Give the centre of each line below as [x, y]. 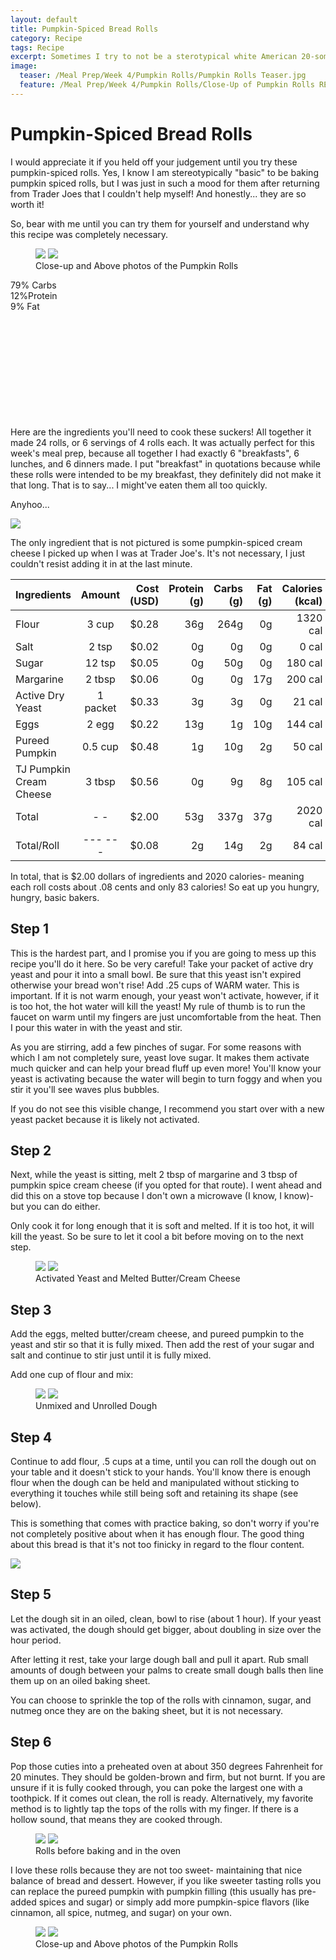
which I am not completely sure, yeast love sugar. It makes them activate [160, 1057]
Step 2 [31, 1150]
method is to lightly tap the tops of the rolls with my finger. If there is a [154, 1808]
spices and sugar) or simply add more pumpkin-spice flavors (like [174, 1902]
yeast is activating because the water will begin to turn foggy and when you [166, 1078]
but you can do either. [55, 1207]
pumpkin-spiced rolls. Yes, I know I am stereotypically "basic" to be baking [164, 172]
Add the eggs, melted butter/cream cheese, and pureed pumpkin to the [157, 1334]
